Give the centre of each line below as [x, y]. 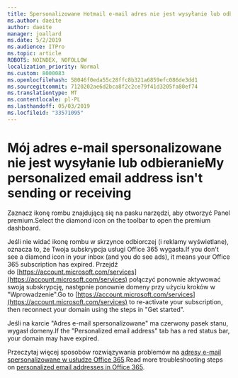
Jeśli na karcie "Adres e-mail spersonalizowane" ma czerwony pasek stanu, [118, 323]
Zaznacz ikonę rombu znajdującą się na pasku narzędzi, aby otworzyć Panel [119, 213]
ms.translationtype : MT [42, 93]
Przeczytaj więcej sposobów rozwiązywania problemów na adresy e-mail [114, 352]
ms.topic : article [34, 54]
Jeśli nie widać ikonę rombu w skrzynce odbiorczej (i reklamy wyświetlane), [118, 241]
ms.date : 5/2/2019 [34, 40]
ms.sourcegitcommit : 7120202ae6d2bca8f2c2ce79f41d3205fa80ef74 [103, 87]
